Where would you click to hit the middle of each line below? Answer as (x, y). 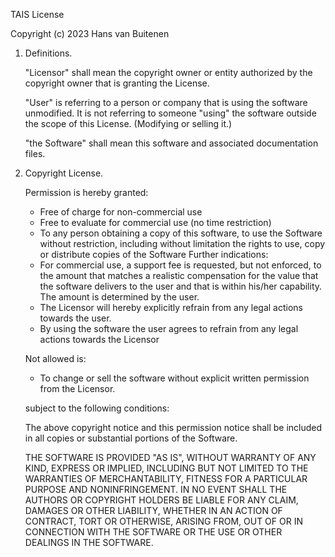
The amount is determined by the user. (119, 297)
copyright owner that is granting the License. (117, 83)
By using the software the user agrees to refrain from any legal (169, 328)
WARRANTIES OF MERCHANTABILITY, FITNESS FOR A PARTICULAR (166, 478)
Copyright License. (64, 173)
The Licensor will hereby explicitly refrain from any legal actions (171, 307)
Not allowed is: (55, 358)
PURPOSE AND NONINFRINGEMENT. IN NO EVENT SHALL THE (156, 489)
